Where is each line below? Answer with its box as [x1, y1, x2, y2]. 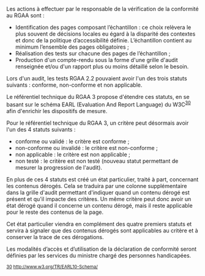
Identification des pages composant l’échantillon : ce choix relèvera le [15, 24, 192, 31]
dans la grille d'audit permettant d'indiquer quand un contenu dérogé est [6, 189, 190, 196]
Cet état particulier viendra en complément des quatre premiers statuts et [6, 220, 192, 227]
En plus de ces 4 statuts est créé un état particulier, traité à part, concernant [6, 175, 199, 183]
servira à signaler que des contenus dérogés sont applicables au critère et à [6, 227, 198, 234]
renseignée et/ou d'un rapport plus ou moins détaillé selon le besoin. [15, 63, 189, 70]
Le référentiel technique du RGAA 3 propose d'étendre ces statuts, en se [6, 93, 190, 100]
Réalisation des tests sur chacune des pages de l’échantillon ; [15, 50, 171, 57]
